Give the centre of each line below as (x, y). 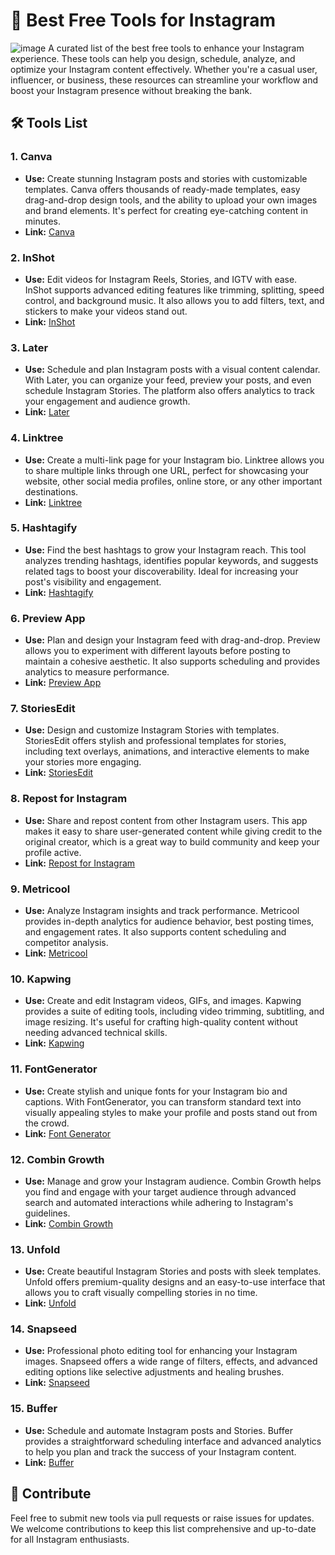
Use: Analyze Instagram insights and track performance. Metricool (162, 910)
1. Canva (31, 157)
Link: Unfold (50, 1303)
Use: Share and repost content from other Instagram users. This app (166, 820)
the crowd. (47, 1123)
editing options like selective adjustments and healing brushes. (154, 1372)
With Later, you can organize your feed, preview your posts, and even (168, 380)
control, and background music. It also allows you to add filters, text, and (174, 300)
